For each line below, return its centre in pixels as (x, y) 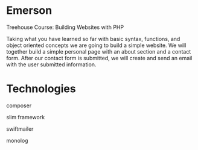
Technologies (41, 89)
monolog (17, 140)
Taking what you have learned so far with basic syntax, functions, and (93, 39)
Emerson (29, 11)
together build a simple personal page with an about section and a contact (99, 51)
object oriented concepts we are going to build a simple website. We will (96, 45)
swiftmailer (20, 129)
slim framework (26, 117)
